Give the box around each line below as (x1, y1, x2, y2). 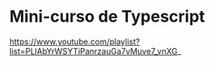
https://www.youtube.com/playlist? (9, 36, 141, 47)
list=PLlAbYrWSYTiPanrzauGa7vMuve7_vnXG (9, 45, 179, 56)
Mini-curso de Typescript (9, 6, 206, 27)
